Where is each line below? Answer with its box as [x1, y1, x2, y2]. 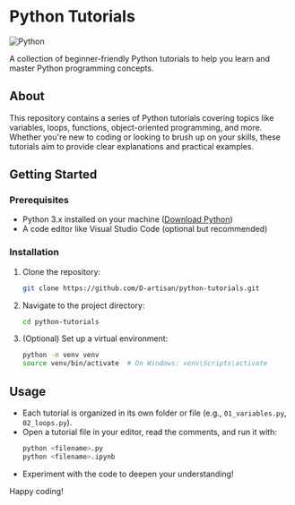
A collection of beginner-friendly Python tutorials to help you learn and [9, 53, 271, 64]
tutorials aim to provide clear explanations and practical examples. [9, 141, 254, 151]
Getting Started [9, 167, 98, 183]
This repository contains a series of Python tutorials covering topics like [9, 112, 274, 123]
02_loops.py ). [22, 417, 73, 428]
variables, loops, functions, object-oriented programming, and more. [9, 122, 263, 133]
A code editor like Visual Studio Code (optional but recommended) [22, 224, 268, 235]
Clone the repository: [22, 266, 101, 277]
